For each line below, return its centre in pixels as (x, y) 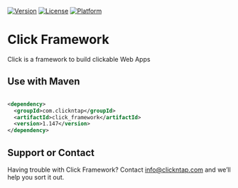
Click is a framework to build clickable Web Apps (79, 59)
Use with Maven (44, 82)
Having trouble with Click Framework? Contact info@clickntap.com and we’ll (119, 170)
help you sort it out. (36, 177)
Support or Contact (51, 153)
